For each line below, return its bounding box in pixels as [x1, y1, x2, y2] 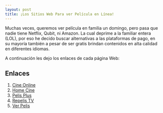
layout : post [5, 7, 32, 12]
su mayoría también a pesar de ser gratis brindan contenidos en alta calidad [5, 40, 158, 46]
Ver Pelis [12, 103, 30, 109]
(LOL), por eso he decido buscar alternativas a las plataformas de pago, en [5, 35, 156, 41]
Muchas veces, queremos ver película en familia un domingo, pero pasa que [5, 25, 158, 31]
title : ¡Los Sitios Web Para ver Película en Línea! [5, 12, 114, 17]
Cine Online [12, 82, 36, 88]
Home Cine [12, 87, 35, 93]
